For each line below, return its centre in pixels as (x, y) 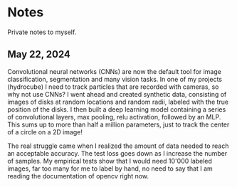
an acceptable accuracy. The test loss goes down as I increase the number (117, 153)
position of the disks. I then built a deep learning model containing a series (117, 109)
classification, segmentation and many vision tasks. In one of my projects (115, 79)
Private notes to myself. (42, 32)
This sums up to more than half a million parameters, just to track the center (118, 124)
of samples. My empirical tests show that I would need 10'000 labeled (110, 161)
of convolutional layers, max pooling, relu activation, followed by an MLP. (114, 117)
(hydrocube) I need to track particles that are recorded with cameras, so (113, 87)
